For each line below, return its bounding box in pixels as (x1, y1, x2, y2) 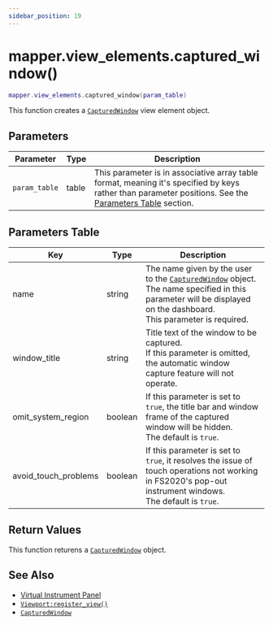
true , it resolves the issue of (145, 455, 253, 467)
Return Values (8, 523, 82, 537)
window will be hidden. (145, 422, 233, 433)
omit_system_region (12, 411, 89, 423)
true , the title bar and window (145, 401, 258, 413)
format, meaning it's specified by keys (93, 177, 240, 189)
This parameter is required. (145, 314, 249, 325)
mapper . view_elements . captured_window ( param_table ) (8, 91, 187, 99)
